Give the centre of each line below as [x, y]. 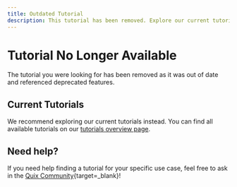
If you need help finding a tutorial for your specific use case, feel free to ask [117, 168]
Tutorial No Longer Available [92, 55]
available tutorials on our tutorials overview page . [79, 129]
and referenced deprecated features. [61, 83]
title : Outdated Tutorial [45, 14]
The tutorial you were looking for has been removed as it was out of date [113, 75]
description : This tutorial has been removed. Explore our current [109, 20]
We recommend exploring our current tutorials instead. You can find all [110, 121]
